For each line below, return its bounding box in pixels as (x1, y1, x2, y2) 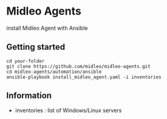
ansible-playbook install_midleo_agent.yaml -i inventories (6, 74, 162, 80)
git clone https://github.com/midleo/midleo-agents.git (6, 63, 151, 69)
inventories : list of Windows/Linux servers (15, 106, 122, 114)
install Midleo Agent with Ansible (6, 24, 88, 32)
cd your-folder (6, 58, 45, 64)
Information (6, 90, 52, 101)
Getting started (6, 42, 66, 52)
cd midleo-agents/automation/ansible (6, 69, 102, 75)
